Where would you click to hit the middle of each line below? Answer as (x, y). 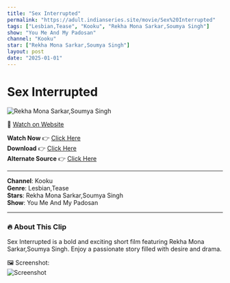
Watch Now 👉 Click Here (44, 138)
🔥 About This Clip (37, 227)
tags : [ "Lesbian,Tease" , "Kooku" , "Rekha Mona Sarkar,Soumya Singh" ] (108, 26)
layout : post (26, 52)
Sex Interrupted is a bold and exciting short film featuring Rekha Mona (106, 241)
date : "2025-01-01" (35, 58)
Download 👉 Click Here (42, 148)
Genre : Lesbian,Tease (38, 188)
